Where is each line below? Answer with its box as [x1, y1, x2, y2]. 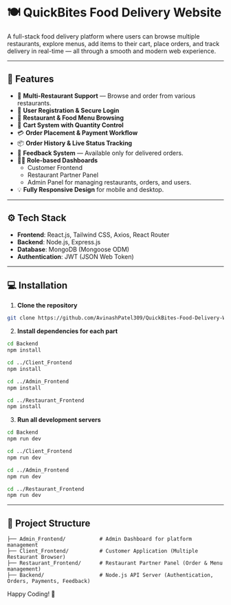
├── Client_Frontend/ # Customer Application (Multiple [7, 548, 198, 555]
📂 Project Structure [7, 517, 91, 529]
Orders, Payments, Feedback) [7, 578, 91, 585]
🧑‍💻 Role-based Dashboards [16, 156, 98, 164]
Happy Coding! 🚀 [7, 590, 56, 598]
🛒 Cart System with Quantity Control [16, 120, 124, 129]
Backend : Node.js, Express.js [16, 237, 101, 246]
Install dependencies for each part [16, 327, 118, 335]
